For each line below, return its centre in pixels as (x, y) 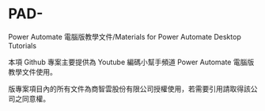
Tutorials (23, 45)
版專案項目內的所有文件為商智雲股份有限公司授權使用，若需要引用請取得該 (129, 89)
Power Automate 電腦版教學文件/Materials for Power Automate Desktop (125, 36)
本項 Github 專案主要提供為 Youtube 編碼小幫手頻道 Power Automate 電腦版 (131, 62)
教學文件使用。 (32, 71)
